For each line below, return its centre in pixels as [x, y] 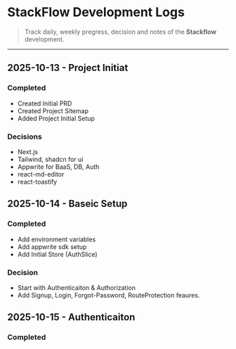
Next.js [28, 151]
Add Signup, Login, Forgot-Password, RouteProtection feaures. [109, 295]
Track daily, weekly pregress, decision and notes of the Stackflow [120, 32]
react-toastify [37, 182]
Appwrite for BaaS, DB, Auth [58, 167]
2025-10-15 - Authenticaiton [71, 317]
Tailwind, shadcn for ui [50, 159]
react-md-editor [41, 174]
